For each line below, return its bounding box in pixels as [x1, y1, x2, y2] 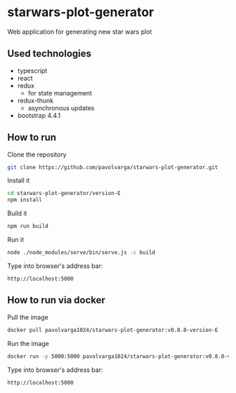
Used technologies [7, 48, 92, 60]
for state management [27, 88, 93, 97]
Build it [7, 209, 27, 218]
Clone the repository [7, 150, 67, 159]
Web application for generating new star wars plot [7, 27, 152, 36]
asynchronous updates [27, 103, 95, 112]
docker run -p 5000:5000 [7, 352, 80, 360]
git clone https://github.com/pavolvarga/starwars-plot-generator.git [7, 164, 218, 171]
